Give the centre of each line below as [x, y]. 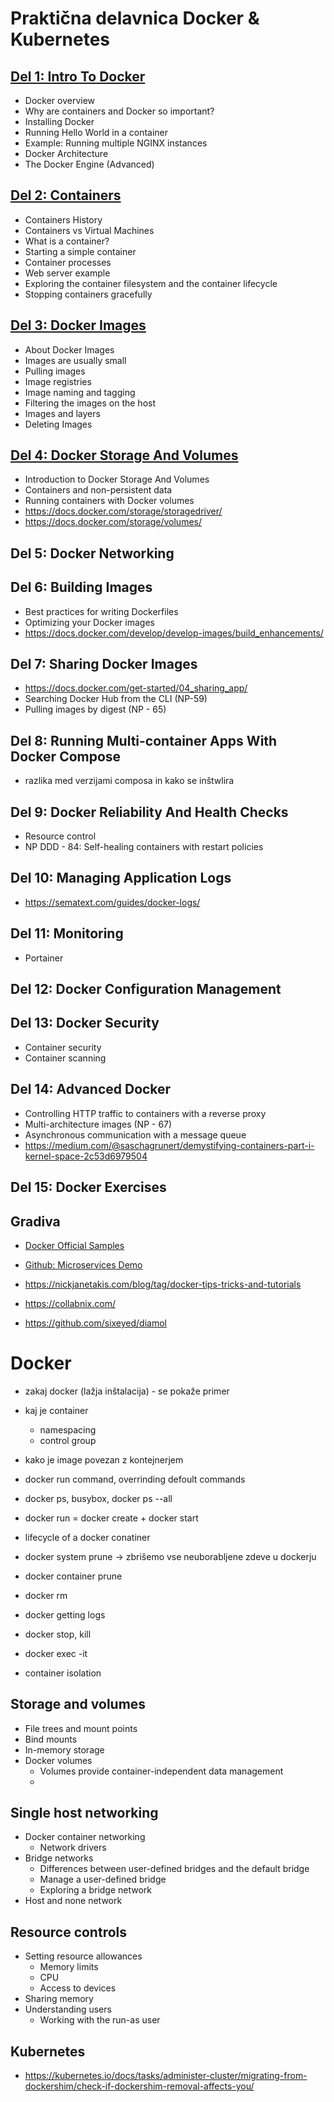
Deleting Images [58, 424]
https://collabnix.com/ [70, 1303]
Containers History [63, 219]
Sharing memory [59, 1999]
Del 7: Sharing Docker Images [104, 664]
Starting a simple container [80, 251]
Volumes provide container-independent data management [161, 1771]
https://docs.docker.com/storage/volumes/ [113, 522]
